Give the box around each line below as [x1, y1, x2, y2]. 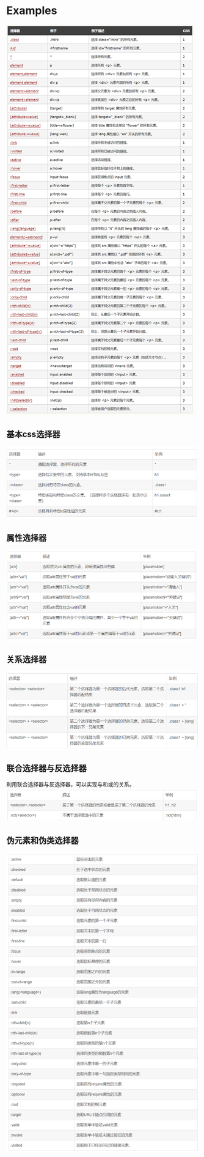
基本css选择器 [6, 429, 60, 440]
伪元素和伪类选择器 [6, 835, 79, 846]
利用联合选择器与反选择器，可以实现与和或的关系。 [6, 780, 135, 788]
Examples [6, 4, 57, 18]
